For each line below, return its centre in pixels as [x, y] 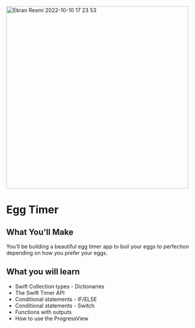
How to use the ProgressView [51, 318]
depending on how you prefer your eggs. [57, 253]
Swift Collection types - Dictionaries [60, 286]
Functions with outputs [43, 312]
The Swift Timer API [40, 292]
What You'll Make [40, 232]
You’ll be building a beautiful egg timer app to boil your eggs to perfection [98, 246]
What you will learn [43, 272]
